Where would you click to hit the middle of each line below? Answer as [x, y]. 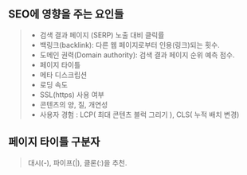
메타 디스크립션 [63, 75]
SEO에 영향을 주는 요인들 [66, 14]
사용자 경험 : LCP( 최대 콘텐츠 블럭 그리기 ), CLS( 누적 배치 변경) [139, 115]
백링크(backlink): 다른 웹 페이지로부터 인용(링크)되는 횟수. [130, 45]
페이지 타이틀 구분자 [54, 142]
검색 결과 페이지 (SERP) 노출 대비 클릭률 [102, 35]
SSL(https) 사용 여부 [72, 95]
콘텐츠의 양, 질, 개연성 [74, 104]
